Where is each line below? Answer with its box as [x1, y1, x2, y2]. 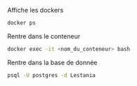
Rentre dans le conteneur [7, 31, 81, 41]
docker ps [7, 20, 37, 27]
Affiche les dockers [7, 6, 64, 14]
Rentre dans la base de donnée [7, 58, 98, 66]
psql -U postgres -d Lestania [7, 71, 96, 79]
